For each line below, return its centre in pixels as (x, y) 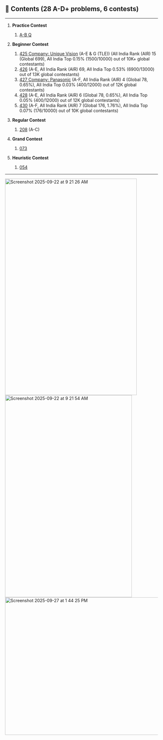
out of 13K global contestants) (49, 74)
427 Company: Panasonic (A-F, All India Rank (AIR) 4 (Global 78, (83, 79)
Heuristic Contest (30, 158)
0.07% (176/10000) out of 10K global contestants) (69, 111)
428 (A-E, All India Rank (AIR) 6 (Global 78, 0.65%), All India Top (83, 95)
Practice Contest (29, 25)
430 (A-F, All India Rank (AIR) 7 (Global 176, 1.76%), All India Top (83, 105)
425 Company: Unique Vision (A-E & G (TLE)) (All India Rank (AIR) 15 (88, 54)
